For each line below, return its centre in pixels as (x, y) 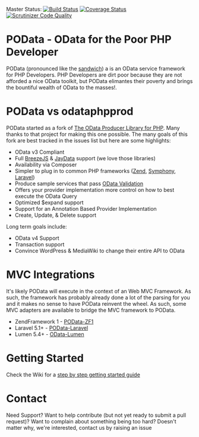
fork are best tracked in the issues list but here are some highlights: (89, 140)
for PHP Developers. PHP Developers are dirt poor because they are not (94, 75)
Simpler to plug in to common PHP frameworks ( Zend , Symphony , (95, 171)
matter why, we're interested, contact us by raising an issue (79, 427)
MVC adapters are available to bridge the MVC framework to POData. (91, 310)
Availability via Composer (46, 164)
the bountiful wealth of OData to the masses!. (61, 87)
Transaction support (40, 244)
